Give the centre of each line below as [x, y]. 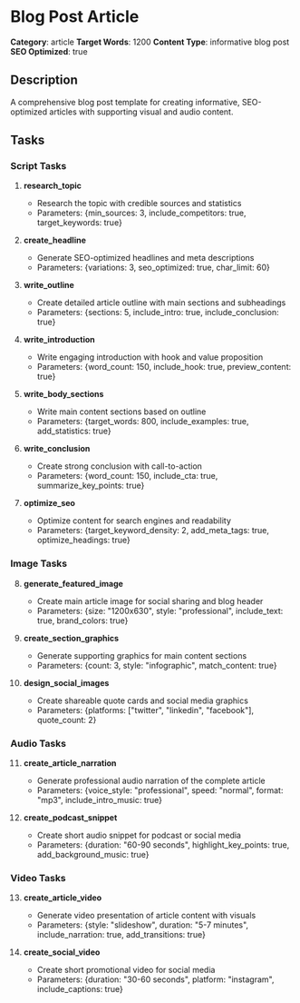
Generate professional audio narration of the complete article [151, 781]
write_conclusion [57, 449]
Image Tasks [39, 563]
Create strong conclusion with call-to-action [120, 466]
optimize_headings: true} [83, 540]
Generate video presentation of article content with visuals [146, 916]
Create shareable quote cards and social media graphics [142, 700]
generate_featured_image [73, 583]
